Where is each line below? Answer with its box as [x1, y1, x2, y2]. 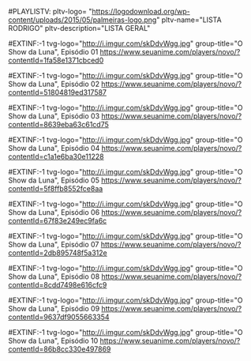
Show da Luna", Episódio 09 [8, 304, 100, 313]
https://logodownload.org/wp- [92, 7, 191, 16]
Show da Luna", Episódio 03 [8, 111, 100, 121]
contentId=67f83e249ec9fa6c [8, 216, 107, 225]
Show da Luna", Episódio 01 [8, 47, 99, 56]
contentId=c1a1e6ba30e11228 [8, 152, 104, 161]
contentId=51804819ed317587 [8, 88, 107, 97]
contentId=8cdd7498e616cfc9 [8, 280, 107, 289]
